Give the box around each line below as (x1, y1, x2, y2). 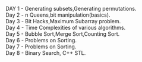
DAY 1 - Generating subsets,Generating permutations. (5, 5, 137, 12)
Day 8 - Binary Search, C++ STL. (5, 49, 86, 56)
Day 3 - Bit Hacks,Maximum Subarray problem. (5, 18, 121, 24)
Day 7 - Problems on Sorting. (5, 43, 77, 50)
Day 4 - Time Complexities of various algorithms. (5, 24, 126, 31)
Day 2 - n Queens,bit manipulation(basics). (5, 11, 111, 18)
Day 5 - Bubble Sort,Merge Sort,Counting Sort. (5, 30, 120, 38)
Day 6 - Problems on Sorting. (5, 37, 77, 44)
